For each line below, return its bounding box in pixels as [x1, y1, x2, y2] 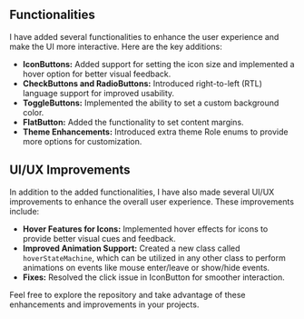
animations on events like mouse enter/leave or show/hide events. [22, 262, 270, 273]
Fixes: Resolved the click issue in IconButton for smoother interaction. [22, 272, 286, 283]
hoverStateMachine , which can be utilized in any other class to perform [22, 252, 286, 263]
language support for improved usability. [22, 87, 175, 98]
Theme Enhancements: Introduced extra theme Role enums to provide [22, 126, 289, 137]
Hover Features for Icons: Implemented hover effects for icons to [22, 223, 269, 234]
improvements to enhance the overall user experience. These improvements [9, 195, 295, 207]
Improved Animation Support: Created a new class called [22, 243, 240, 254]
